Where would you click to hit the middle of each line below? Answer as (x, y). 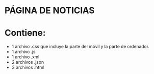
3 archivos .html (28, 67)
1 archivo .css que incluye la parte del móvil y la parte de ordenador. (80, 47)
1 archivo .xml (26, 57)
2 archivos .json (28, 62)
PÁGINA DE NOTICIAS (50, 11)
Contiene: (25, 33)
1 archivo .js (24, 52)
